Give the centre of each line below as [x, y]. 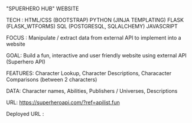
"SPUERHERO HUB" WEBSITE [43, 9]
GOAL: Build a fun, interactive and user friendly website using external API [97, 55]
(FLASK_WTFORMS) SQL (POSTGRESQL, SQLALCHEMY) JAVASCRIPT [92, 26]
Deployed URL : [25, 114]
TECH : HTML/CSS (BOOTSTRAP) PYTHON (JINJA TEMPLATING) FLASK [95, 20]
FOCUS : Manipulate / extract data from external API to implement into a [94, 38]
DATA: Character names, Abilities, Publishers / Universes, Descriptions [92, 91]
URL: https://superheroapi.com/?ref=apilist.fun [63, 102]
